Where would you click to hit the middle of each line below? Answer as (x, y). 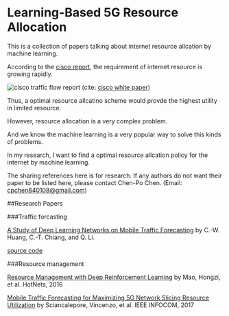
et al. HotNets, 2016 (35, 284)
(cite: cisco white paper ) (116, 87)
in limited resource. (34, 108)
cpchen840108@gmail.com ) (47, 190)
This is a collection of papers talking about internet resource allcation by (109, 46)
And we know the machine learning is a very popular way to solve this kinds (114, 134)
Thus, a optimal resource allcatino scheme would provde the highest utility (112, 100)
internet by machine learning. (49, 162)
